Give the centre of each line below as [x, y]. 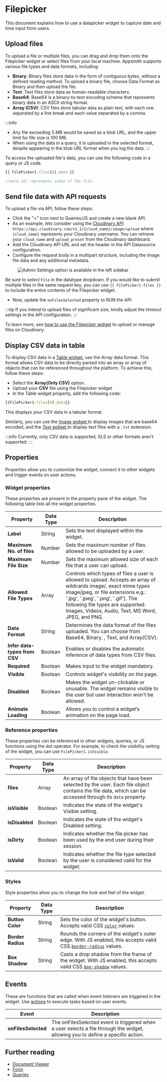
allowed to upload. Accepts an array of [111, 580]
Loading [17, 716]
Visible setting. [80, 811]
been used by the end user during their [108, 840]
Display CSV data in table [45, 345]
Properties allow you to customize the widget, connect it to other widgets [80, 469]
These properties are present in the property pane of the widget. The [76, 499]
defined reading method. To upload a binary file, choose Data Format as [86, 81]
